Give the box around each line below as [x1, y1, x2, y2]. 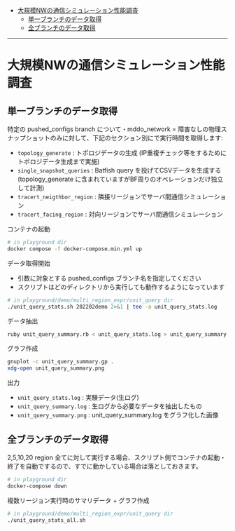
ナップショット [7, 134, 50, 142]
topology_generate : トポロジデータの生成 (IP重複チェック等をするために [17, 149, 227, 156]
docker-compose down [7, 483, 68, 490]
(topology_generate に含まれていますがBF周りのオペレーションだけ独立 [17, 175, 224, 183]
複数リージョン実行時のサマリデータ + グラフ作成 [7, 496, 150, 504]
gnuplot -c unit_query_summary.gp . [7, 358, 114, 365]
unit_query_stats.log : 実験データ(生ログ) [17, 394, 140, 402]
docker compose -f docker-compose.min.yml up [7, 245, 142, 253]
